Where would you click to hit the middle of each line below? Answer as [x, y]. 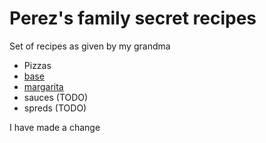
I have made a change [55, 127]
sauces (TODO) [56, 97]
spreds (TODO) [55, 108]
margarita [43, 86]
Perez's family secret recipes [133, 18]
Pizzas [37, 65]
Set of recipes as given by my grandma [90, 46]
